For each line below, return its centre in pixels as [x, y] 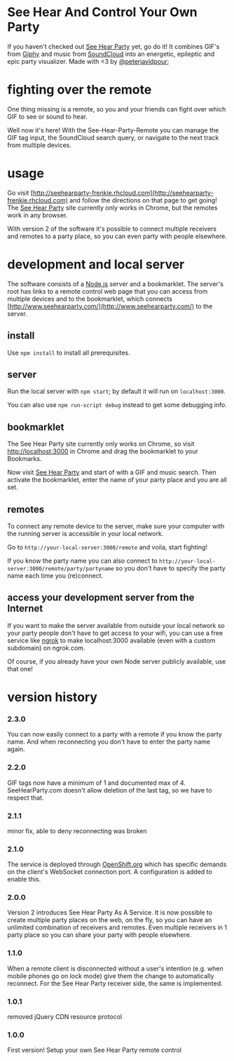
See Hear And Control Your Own [102, 12]
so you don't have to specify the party [170, 568]
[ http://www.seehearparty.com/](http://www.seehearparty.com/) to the [110, 306]
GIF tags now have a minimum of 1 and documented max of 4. [96, 783]
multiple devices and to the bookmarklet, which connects [90, 299]
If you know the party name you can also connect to [82, 561]
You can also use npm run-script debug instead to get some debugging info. [117, 405]
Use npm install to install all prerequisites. [69, 352]
